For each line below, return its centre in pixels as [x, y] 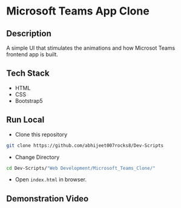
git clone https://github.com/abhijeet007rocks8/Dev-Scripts [85, 145]
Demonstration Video [48, 199]
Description [29, 34]
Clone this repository [41, 134]
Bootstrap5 [29, 100]
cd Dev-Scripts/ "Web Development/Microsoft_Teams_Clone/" [81, 168]
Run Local [25, 120]
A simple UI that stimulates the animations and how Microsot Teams [91, 48]
